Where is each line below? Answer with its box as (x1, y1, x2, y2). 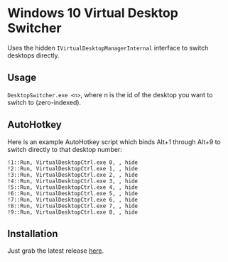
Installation (7, 227, 58, 239)
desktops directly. (7, 51, 60, 60)
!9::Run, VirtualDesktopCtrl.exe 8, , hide (7, 208, 139, 216)
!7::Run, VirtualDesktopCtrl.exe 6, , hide (7, 196, 139, 203)
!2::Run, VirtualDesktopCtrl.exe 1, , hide (7, 165, 139, 172)
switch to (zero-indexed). (7, 98, 82, 107)
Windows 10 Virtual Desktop (7, 5, 179, 21)
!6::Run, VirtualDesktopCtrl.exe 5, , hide (7, 190, 139, 197)
